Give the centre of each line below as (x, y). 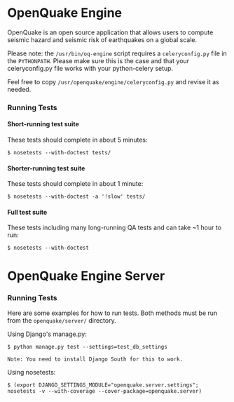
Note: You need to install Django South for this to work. (95, 359)
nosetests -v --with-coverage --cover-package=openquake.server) (104, 391)
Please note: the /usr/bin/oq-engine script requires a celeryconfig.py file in (117, 53)
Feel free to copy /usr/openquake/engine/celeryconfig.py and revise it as (113, 81)
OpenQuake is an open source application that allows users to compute (110, 32)
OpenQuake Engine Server (86, 276)
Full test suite (27, 212)
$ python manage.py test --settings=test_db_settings (88, 347)
